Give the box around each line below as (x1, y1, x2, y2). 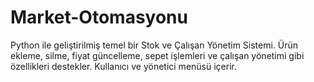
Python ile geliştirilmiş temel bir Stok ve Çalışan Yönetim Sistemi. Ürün (10, 39, 299, 51)
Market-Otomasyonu (10, 6, 188, 29)
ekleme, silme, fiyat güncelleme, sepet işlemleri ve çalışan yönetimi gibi (10, 49, 305, 61)
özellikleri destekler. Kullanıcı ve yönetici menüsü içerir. (10, 60, 237, 72)
